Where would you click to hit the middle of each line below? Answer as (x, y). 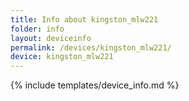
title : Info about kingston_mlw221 (84, 19)
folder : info (37, 29)
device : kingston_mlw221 (62, 57)
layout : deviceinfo (51, 38)
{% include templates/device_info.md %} (95, 85)
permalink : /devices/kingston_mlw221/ (91, 47)
